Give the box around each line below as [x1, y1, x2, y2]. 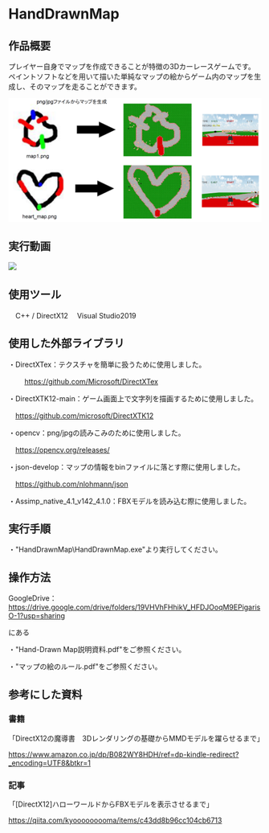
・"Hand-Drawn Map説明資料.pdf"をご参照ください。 [8, 645, 186, 654]
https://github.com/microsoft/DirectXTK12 [15, 411, 154, 421]
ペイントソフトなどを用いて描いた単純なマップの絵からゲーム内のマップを [8, 72, 255, 81]
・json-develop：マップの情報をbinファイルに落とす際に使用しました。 [8, 462, 245, 471]
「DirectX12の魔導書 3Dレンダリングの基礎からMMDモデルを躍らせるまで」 [8, 733, 264, 743]
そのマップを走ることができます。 [29, 82, 142, 91]
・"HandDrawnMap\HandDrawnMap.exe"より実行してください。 [8, 544, 222, 555]
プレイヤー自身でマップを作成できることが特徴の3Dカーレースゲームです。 [8, 62, 255, 71]
